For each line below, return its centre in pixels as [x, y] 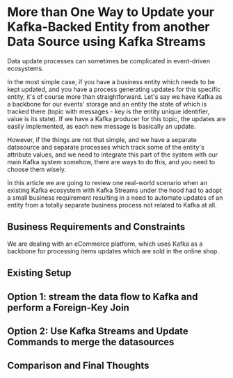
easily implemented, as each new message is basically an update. [102, 126]
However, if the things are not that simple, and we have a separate [102, 139]
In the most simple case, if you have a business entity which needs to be [111, 81]
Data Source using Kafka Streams [107, 42]
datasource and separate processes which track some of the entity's [106, 147]
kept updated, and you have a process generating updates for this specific [114, 89]
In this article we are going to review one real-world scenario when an [107, 182]
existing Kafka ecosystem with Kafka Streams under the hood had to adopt [115, 190]
